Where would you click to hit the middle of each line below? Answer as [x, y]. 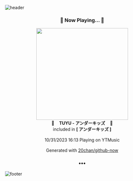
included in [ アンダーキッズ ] [82, 129]
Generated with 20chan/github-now [82, 150]
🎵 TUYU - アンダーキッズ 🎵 [82, 123]
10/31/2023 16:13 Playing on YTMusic [82, 140]
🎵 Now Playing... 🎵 [82, 20]
